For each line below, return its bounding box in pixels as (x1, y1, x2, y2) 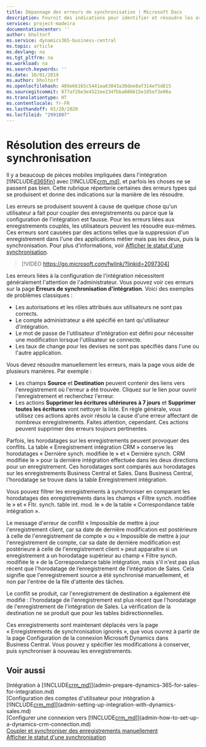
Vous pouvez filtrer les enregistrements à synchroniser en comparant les (6, 488, 190, 496)
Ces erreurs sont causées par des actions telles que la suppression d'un (6, 229, 189, 236)
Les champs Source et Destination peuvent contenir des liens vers (15, 380, 185, 387)
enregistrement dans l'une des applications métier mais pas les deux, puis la (6, 236, 199, 243)
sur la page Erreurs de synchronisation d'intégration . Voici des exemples (6, 285, 194, 293)
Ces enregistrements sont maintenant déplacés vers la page (6, 621, 158, 629)
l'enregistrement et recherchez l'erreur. (15, 393, 115, 400)
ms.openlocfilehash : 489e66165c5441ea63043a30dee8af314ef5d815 (6, 83, 172, 90)
